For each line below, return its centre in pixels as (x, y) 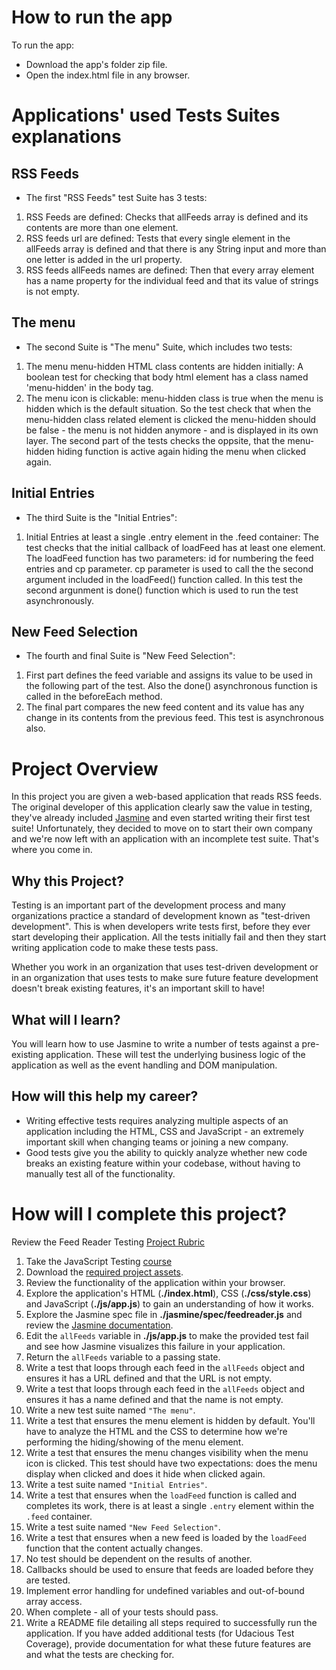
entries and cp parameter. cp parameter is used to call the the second (169, 568)
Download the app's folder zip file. (96, 64)
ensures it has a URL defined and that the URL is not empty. (149, 1378)
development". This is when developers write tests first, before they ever (161, 927)
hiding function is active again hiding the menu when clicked (181, 451)
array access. (54, 1601)
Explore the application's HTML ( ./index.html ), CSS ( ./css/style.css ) (168, 1293)
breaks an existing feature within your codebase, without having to (163, 1163)
